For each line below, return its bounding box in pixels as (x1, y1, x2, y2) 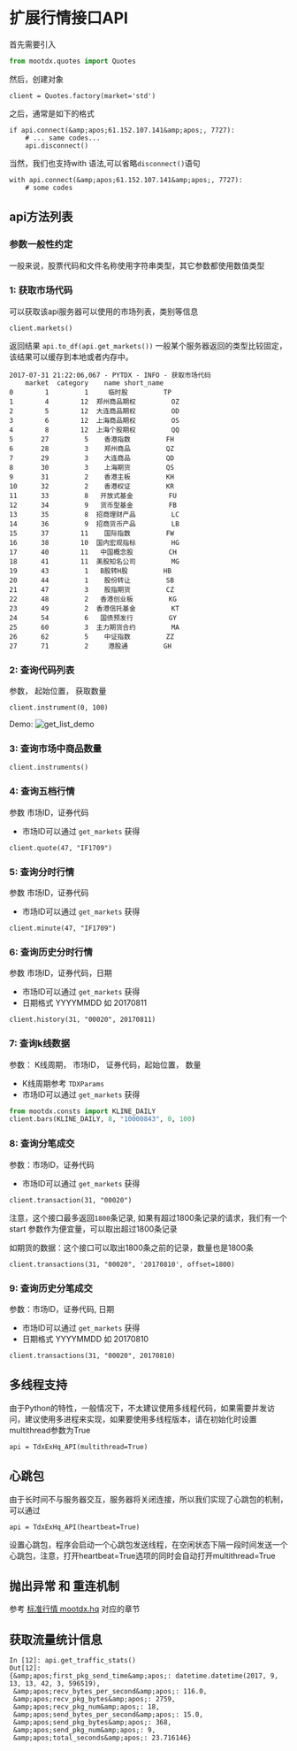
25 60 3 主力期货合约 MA (9, 623, 179, 632)
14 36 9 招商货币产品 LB (9, 519, 179, 528)
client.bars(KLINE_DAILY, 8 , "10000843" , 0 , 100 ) (9, 1115, 196, 1124)
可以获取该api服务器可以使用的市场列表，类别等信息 (9, 306, 199, 317)
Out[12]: (9, 1664, 42, 1673)
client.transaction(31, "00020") (9, 1195, 133, 1204)
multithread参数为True (9, 1425, 91, 1435)
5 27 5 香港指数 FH (9, 434, 175, 443)
